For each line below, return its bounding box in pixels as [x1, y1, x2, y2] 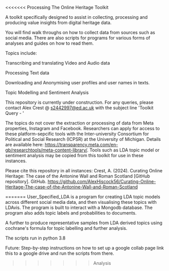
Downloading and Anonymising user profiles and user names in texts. [5, 80, 150, 85]
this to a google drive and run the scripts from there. [5, 250, 114, 256]
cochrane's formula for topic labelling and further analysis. [5, 225, 128, 231]
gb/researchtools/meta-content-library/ [5, 147, 88, 153]
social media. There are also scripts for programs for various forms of [5, 35, 151, 41]
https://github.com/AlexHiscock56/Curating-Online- [47, 178, 156, 185]
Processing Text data [5, 70, 50, 76]
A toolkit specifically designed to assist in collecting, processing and [5, 14, 148, 20]
